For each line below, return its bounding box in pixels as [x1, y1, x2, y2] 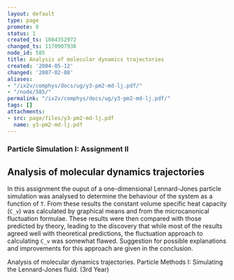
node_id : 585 [7, 50, 46, 57]
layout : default [7, 10, 55, 18]
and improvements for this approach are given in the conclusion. [7, 244, 194, 253]
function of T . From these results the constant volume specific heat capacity [7, 199, 228, 208]
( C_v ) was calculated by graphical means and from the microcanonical [7, 207, 209, 215]
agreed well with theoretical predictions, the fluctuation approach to [7, 229, 203, 238]
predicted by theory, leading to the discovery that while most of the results [7, 222, 223, 230]
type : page [7, 17, 39, 24]
